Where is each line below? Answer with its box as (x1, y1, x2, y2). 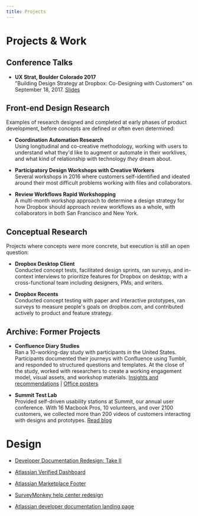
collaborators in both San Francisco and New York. (14, 209, 139, 217)
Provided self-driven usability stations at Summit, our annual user (14, 398, 174, 405)
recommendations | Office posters (14, 380, 99, 388)
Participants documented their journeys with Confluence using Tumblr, (14, 355, 187, 362)
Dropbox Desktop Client (14, 260, 75, 267)
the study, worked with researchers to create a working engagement (14, 367, 182, 375)
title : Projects (6, 8, 46, 15)
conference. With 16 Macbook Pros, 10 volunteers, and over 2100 (14, 404, 173, 411)
